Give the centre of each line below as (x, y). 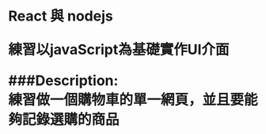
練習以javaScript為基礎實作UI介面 (119, 50)
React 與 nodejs (61, 16)
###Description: (63, 81)
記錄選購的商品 (71, 120)
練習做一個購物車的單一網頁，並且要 (126, 100)
